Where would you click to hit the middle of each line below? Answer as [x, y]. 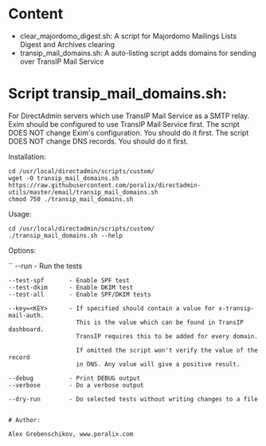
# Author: [25, 420]
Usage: [20, 214]
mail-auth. [26, 315]
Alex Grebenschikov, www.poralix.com [71, 434]
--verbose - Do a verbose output [76, 385]
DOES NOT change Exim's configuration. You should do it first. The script [129, 132]
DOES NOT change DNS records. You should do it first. [98, 141]
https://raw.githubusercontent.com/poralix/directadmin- [105, 185]
